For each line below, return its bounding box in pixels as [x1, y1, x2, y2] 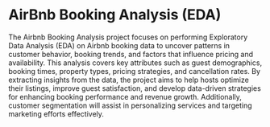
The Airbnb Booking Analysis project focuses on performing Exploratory [8, 32, 248, 42]
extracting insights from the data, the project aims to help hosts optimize [8, 75, 250, 84]
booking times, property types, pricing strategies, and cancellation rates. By [8, 66, 260, 76]
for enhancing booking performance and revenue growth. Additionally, [8, 92, 242, 101]
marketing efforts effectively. [8, 109, 105, 118]
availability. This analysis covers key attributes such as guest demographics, [8, 58, 263, 68]
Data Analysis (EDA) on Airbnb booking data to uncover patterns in [8, 40, 231, 50]
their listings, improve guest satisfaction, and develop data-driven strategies [8, 83, 262, 93]
